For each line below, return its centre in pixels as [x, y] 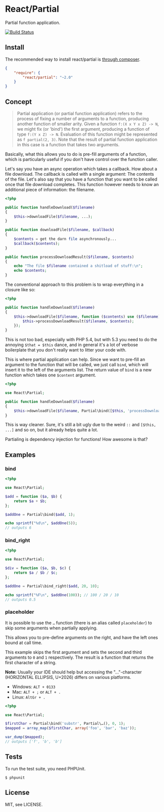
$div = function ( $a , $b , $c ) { [38, 568]
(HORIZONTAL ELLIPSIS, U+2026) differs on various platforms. [68, 677]
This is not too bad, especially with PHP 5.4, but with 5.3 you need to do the [81, 340]
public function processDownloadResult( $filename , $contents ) [70, 257]
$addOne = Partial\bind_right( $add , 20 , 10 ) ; [52, 586]
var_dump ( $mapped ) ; [25, 737]
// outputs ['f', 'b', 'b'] [34, 742]
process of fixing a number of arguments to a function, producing [83, 118]
